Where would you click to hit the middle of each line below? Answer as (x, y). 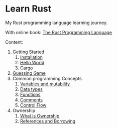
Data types (31, 89)
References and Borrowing (48, 121)
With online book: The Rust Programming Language (59, 32)
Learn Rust (28, 9)
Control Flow (33, 105)
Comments (31, 100)
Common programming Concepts (47, 78)
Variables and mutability (45, 84)
